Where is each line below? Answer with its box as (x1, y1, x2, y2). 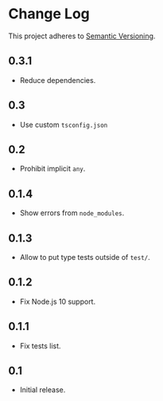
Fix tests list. (19, 340, 61, 351)
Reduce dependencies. (19, 75, 96, 85)
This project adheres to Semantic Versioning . (8, 31, 156, 41)
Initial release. (19, 385, 66, 395)
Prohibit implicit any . (19, 164, 86, 174)
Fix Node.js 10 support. (19, 297, 96, 306)
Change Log (8, 5, 90, 23)
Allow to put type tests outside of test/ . (19, 253, 151, 261)
